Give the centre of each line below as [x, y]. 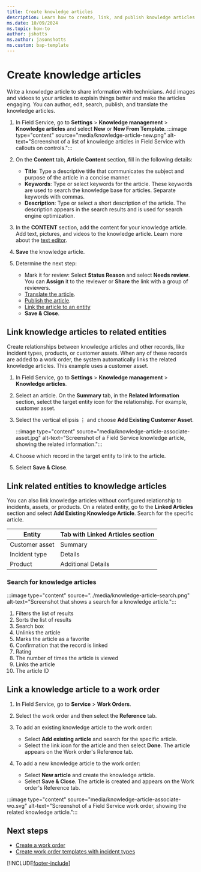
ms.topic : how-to [28, 29]
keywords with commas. [55, 196]
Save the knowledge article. [50, 251]
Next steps [28, 831]
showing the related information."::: [59, 444]
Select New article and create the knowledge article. [90, 775]
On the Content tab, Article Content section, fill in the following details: [104, 159]
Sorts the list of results [43, 619]
